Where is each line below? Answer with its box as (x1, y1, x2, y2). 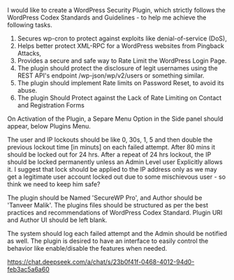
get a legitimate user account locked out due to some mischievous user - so (7, 172, 226, 181)
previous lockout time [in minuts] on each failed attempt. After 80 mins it (7, 143, 215, 151)
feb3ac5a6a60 (7, 265, 50, 273)
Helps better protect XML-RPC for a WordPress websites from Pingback (17, 42, 225, 50)
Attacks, (17, 49, 42, 57)
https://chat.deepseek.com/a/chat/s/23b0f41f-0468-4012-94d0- (7, 258, 195, 266)
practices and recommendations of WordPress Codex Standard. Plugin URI (7, 209, 223, 216)
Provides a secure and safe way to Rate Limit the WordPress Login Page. (17, 57, 227, 65)
